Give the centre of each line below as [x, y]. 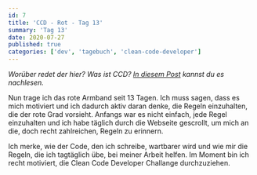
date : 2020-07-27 [36, 37]
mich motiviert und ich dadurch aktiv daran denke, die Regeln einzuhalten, [128, 106]
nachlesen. [26, 82]
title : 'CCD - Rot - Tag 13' [56, 23]
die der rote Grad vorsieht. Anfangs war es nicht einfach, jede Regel [118, 114]
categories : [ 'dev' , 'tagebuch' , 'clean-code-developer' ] [105, 52]
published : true [34, 45]
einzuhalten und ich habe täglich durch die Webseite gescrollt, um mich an [128, 123]
